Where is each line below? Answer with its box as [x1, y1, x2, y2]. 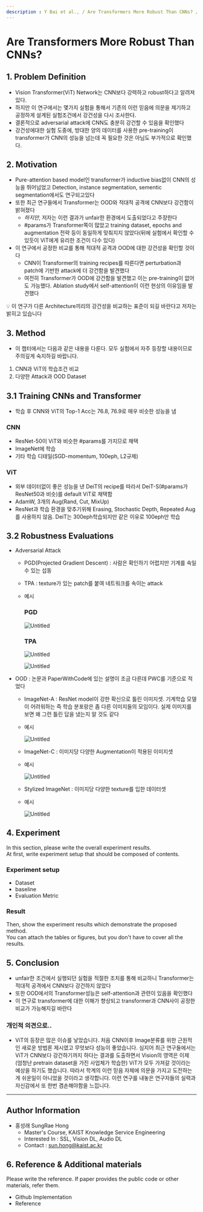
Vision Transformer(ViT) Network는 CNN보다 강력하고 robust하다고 [14, 88, 179, 96]
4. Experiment [6, 828, 60, 838]
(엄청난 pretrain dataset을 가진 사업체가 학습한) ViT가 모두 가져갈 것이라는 [14, 1059, 191, 1066]
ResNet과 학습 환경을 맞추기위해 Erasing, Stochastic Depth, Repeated [14, 505, 184, 513]
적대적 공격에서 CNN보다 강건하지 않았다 [14, 982, 111, 989]
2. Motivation [6, 160, 57, 170]
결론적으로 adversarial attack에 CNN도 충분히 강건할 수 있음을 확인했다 [14, 119, 184, 126]
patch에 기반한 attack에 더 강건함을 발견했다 [24, 267, 130, 274]
